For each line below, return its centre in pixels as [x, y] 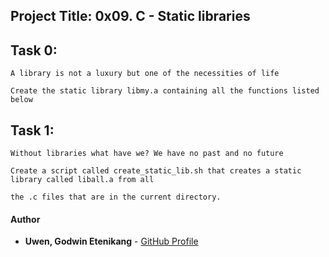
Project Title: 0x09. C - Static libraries [130, 16]
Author [25, 219]
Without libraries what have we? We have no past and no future [147, 154]
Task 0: [34, 50]
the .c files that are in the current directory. [116, 197]
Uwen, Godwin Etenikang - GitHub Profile [111, 241]
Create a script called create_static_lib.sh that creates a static [156, 171]
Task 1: [32, 130]
